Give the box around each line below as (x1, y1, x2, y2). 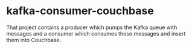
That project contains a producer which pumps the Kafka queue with (6, 24, 178, 31)
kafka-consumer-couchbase (6, 4, 154, 18)
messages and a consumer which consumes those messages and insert (6, 30, 186, 37)
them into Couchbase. (6, 36, 62, 43)
